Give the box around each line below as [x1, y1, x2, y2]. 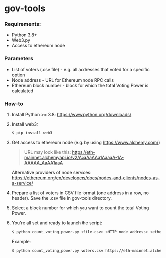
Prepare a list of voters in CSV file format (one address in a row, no [11, 190, 149, 196]
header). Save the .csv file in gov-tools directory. [11, 195, 112, 201]
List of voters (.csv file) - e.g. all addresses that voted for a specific [11, 66, 150, 72]
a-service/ [11, 180, 33, 186]
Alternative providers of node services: [11, 169, 92, 175]
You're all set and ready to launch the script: [11, 220, 103, 226]
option [11, 72, 25, 78]
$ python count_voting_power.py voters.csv [11, 248, 104, 253]
